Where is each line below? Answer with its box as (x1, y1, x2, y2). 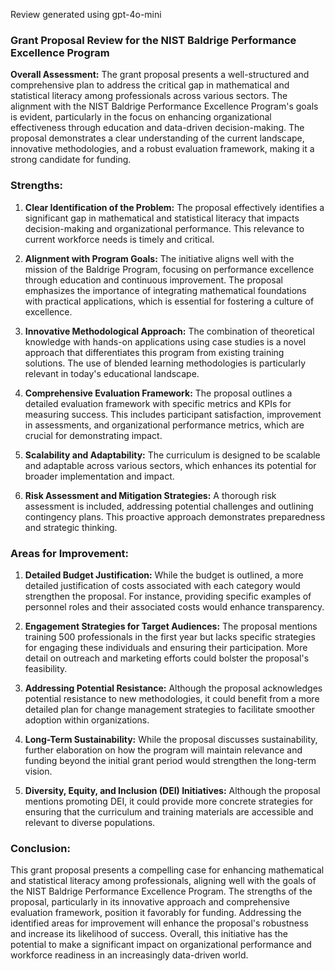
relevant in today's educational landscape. (24, 367, 200, 379)
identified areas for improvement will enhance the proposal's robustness (10, 917, 309, 929)
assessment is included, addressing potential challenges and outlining (24, 500, 314, 512)
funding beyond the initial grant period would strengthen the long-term (24, 754, 317, 766)
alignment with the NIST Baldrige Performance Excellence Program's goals (10, 100, 319, 113)
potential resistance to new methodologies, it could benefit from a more (24, 692, 320, 704)
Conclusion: (10, 841, 71, 855)
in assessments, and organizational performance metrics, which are (24, 419, 305, 431)
